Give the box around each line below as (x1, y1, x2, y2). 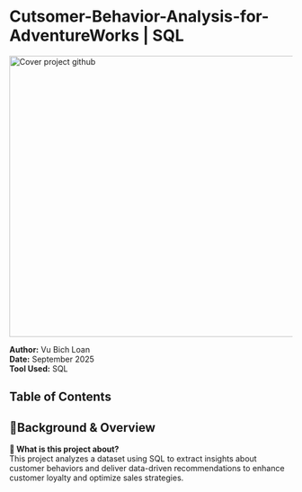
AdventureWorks (9, 25, 139, 46)
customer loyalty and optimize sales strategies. (9, 472, 184, 483)
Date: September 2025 (9, 353, 94, 364)
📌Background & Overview (9, 420, 155, 435)
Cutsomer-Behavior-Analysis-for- (9, 6, 270, 27)
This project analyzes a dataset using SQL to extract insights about (9, 453, 258, 464)
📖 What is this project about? (9, 443, 120, 455)
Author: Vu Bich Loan (9, 344, 91, 354)
